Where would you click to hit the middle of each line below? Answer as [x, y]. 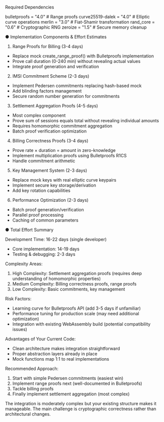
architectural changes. [28, 414]
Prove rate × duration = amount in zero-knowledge [64, 150]
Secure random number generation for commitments [66, 96]
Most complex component [39, 115]
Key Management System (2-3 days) [50, 170]
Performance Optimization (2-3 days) [50, 200]
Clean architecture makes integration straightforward [66, 349]
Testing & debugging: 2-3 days [44, 254]
